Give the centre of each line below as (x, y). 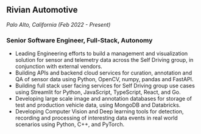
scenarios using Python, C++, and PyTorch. (70, 124)
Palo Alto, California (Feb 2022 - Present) (58, 24)
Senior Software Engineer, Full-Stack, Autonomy (79, 40)
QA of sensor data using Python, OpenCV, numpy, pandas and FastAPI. (104, 79)
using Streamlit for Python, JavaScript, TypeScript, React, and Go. (98, 92)
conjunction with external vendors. (58, 67)
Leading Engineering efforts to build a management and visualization (101, 53)
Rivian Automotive (42, 10)
